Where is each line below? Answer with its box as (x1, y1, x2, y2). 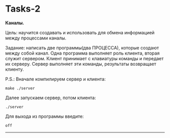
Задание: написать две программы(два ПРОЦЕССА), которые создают (5, 44, 159, 51)
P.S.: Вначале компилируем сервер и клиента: (5, 76, 106, 82)
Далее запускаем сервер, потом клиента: (5, 95, 96, 101)
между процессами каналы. (5, 35, 67, 41)
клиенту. (5, 66, 24, 72)
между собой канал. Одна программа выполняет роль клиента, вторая (5, 50, 160, 56)
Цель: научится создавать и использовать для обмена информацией (5, 29, 155, 35)
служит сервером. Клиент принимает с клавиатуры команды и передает (5, 55, 164, 61)
